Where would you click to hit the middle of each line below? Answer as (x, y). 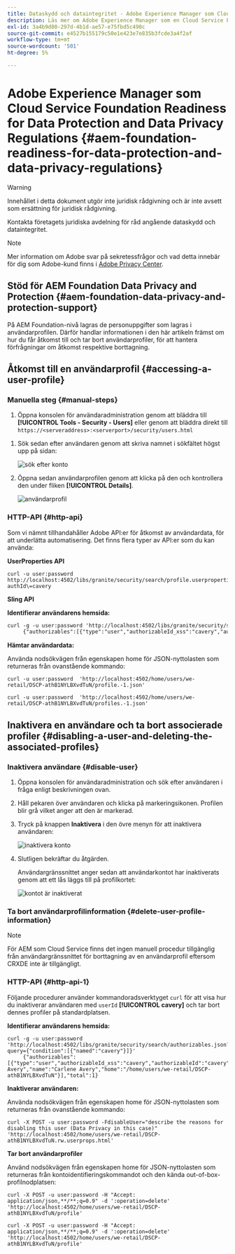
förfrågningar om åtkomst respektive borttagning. (79, 347)
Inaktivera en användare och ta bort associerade (115, 725)
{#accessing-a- (177, 369)
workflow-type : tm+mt (39, 40)
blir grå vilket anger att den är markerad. (76, 811)
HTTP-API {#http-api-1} (48, 982)
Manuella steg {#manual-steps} (63, 400)
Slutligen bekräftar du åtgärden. (63, 859)
